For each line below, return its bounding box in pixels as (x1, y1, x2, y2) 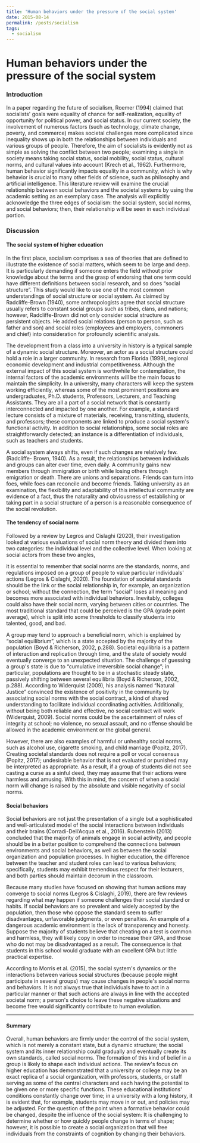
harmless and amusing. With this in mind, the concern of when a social (6, 776, 180, 783)
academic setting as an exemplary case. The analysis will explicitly (6, 192, 170, 200)
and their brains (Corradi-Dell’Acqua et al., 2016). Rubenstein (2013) (6, 828, 173, 835)
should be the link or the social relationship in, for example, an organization (6, 581, 190, 588)
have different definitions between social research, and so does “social (6, 279, 180, 286)
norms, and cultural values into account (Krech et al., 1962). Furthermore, (6, 161, 186, 168)
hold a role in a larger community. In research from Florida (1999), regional (6, 354, 189, 362)
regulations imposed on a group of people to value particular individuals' (6, 569, 185, 576)
